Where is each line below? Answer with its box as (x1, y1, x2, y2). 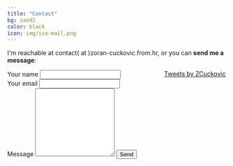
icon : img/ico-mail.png (7, 29, 77, 37)
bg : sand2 (7, 17, 36, 24)
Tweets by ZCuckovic (163, 70, 226, 78)
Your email (7, 80, 38, 88)
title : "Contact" (7, 10, 58, 17)
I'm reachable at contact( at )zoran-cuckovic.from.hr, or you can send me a (7, 49, 225, 57)
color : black (7, 23, 45, 30)
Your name (7, 70, 38, 79)
